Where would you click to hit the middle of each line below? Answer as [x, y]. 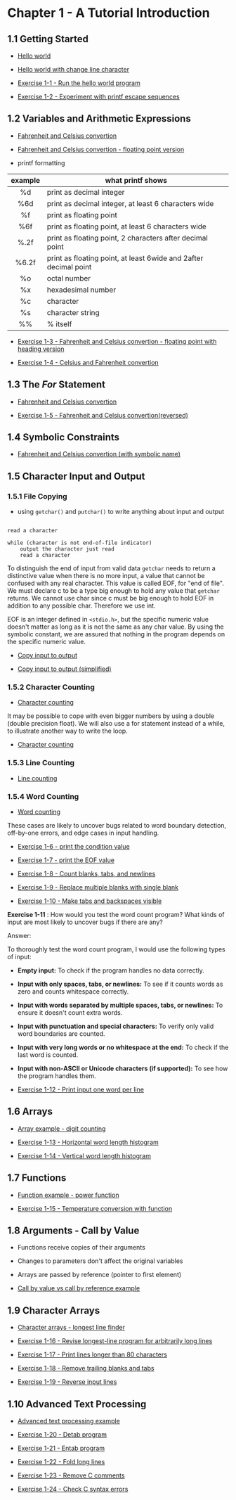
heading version [41, 349]
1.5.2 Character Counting [51, 687]
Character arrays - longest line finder [71, 1328]
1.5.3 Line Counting [41, 763]
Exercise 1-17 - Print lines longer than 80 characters [92, 1354]
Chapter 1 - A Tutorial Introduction [109, 13]
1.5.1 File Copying [38, 496]
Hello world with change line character [73, 69]
